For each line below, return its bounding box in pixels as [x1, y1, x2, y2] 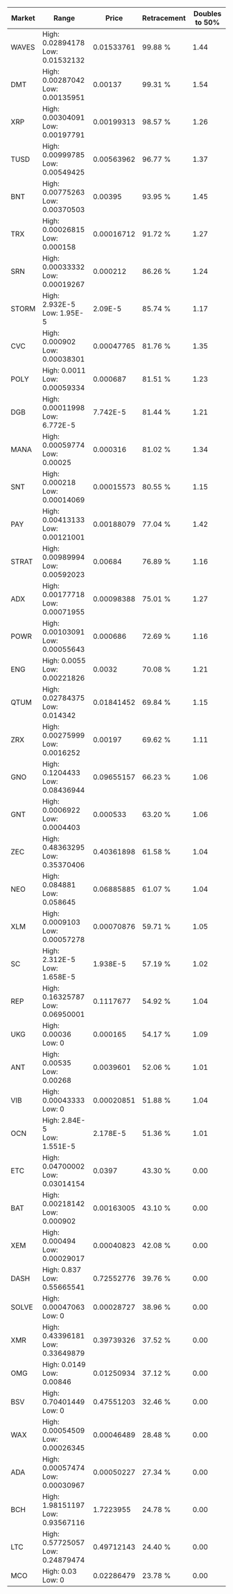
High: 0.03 [42, 1567, 78, 1576]
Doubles [193, 9, 222, 18]
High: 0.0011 [42, 366, 86, 375]
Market [10, 13, 36, 23]
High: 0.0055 [42, 656, 86, 665]
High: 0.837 [42, 1265, 82, 1274]
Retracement [141, 13, 186, 23]
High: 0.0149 [42, 1360, 86, 1369]
